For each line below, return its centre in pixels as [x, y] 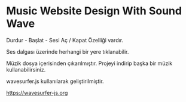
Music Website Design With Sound [94, 11]
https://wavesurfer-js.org [37, 92]
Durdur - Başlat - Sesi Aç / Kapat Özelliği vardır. [65, 40]
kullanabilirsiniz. [26, 69]
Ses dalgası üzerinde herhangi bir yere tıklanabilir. [68, 51]
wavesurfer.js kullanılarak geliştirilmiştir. [55, 81]
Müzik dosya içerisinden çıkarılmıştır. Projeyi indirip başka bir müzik [89, 63]
